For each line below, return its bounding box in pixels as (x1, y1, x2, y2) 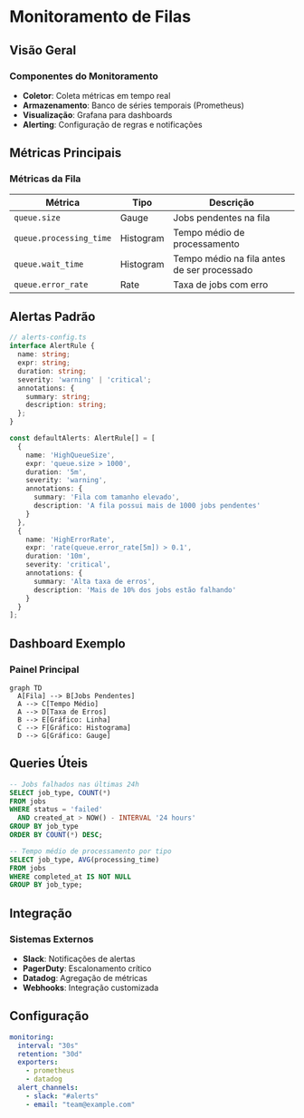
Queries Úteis (9, 755, 89, 772)
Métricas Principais (9, 145, 122, 160)
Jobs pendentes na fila (173, 211, 271, 224)
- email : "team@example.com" (25, 1100, 136, 1109)
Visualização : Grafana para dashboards (22, 109, 173, 120)
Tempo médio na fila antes (173, 252, 286, 265)
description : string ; (25, 401, 107, 410)
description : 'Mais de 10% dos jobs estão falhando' (33, 585, 237, 595)
